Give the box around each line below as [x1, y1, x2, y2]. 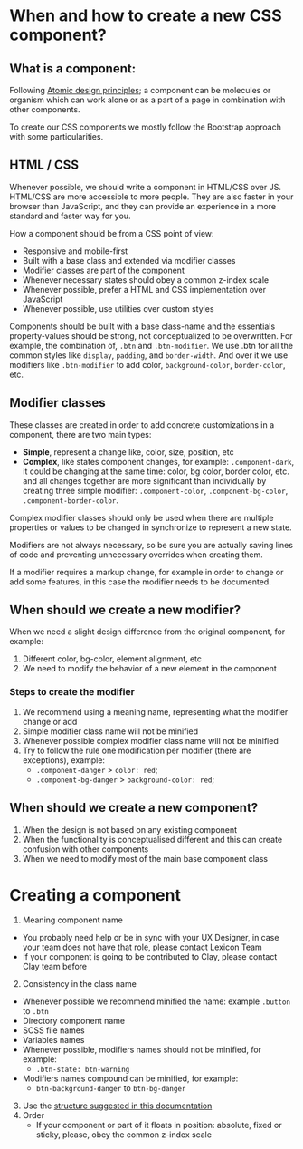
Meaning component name [22, 914, 124, 925]
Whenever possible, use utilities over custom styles [22, 303, 214, 314]
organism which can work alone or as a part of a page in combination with [9, 94, 286, 105]
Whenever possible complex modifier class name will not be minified [22, 735, 279, 746]
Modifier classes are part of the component [22, 265, 185, 275]
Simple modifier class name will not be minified [22, 726, 199, 737]
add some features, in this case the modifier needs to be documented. [9, 576, 271, 587]
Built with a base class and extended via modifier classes [22, 255, 236, 266]
